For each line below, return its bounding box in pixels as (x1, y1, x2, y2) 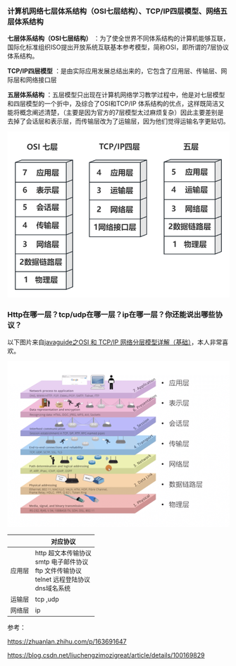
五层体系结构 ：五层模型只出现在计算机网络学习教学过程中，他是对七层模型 (7, 90, 225, 99)
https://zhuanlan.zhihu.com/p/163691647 (7, 637, 127, 646)
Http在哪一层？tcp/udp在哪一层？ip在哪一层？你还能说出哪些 (7, 310, 216, 320)
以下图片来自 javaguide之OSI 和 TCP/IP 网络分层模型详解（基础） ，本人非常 (7, 337, 223, 346)
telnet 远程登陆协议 (35, 575, 90, 583)
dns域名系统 (35, 583, 71, 592)
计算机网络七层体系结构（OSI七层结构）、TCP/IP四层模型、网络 (7, 6, 221, 16)
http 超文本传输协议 (35, 548, 92, 557)
